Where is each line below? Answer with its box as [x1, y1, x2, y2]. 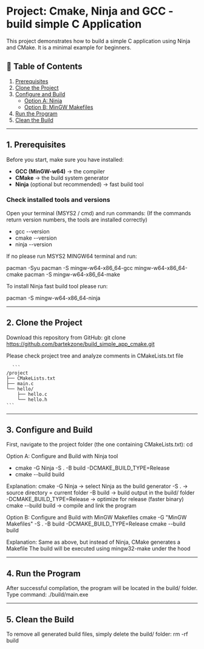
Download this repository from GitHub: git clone [6, 333, 126, 341]
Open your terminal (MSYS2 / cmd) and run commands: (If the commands [6, 209, 191, 217]
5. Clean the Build [6, 614, 74, 625]
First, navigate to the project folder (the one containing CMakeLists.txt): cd [6, 441, 193, 448]
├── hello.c [17, 391, 47, 397]
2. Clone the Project [6, 318, 83, 328]
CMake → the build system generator [15, 174, 109, 181]
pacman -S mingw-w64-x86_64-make [24, 271, 120, 278]
